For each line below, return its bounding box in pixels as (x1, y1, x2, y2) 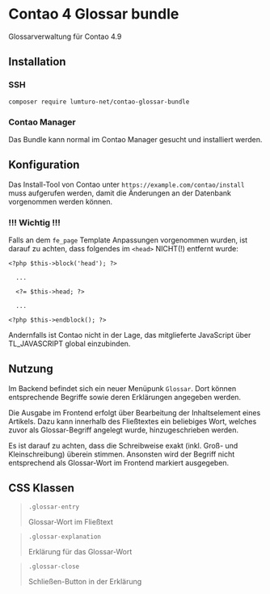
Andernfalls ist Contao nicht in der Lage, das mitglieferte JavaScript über (8, 331, 251, 340)
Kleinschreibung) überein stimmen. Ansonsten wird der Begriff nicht (8, 449, 235, 459)
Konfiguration (8, 158, 80, 172)
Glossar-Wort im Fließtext (27, 516, 113, 526)
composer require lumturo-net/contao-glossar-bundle (8, 98, 190, 106)
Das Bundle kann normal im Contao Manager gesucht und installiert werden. (8, 134, 263, 144)
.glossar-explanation (27, 533, 101, 541)
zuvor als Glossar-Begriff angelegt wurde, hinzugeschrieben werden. (8, 425, 238, 435)
